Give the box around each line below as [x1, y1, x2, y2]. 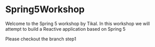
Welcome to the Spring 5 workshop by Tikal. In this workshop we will [5, 20, 150, 27]
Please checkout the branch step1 [5, 36, 76, 42]
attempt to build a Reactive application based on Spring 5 [5, 26, 126, 32]
